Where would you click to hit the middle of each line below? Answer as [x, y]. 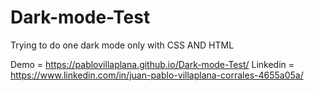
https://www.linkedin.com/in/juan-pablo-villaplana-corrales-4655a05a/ [157, 75]
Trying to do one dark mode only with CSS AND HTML [122, 45]
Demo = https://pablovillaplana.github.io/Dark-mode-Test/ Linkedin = [152, 64]
